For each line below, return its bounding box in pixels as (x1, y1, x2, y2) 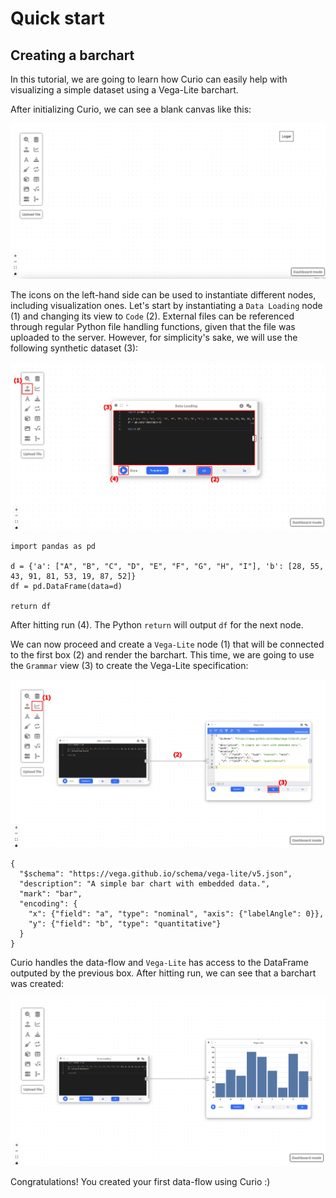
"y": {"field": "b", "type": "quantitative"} (28, 919, 222, 929)
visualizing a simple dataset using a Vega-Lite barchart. (10, 84, 239, 96)
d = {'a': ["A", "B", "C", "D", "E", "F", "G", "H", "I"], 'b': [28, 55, (10, 562, 325, 572)
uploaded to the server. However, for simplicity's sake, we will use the (10, 331, 298, 343)
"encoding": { (19, 899, 78, 909)
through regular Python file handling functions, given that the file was (10, 320, 296, 332)
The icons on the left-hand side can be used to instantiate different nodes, (10, 288, 317, 301)
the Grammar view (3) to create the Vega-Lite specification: (10, 660, 249, 672)
